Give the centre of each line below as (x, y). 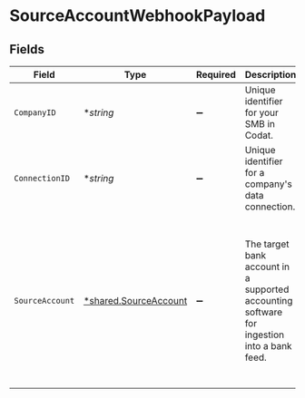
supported (267, 289)
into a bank (268, 346)
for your (262, 112)
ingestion (264, 335)
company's (269, 184)
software (264, 312)
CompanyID (35, 113)
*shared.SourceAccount (135, 301)
